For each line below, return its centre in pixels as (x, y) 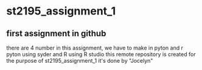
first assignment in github (56, 33)
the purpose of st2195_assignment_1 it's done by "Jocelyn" (80, 61)
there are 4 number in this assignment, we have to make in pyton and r (95, 48)
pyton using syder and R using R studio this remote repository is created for (101, 54)
